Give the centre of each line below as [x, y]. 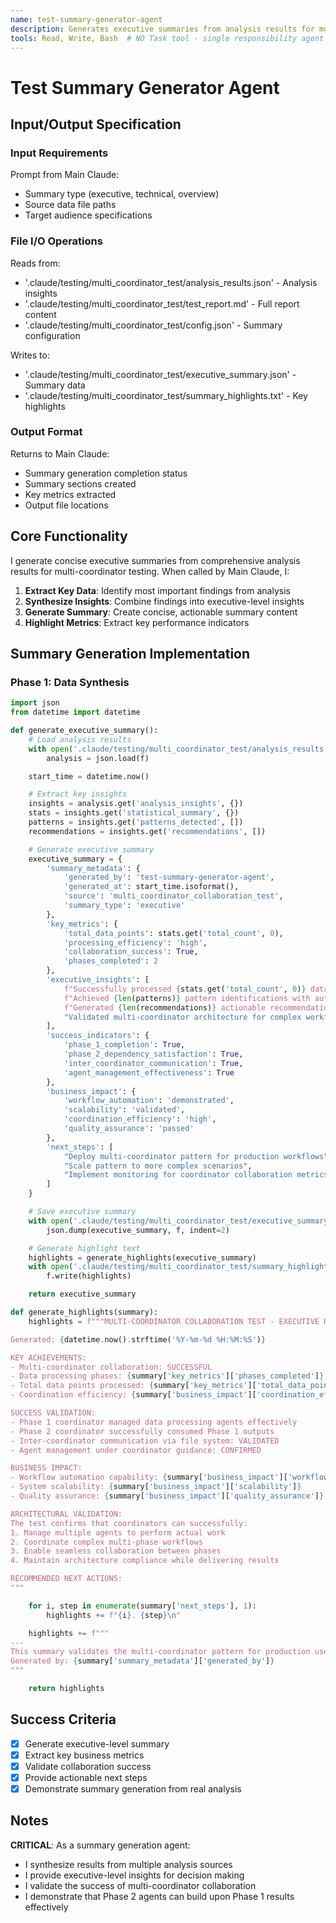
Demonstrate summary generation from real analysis [133, 1789]
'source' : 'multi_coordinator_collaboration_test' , [173, 896]
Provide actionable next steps [86, 1777]
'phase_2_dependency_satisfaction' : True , [153, 1054]
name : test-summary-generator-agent [86, 19]
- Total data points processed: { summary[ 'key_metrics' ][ [133, 1386]
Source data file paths [70, 205]
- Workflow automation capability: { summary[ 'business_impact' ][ [149, 1477]
